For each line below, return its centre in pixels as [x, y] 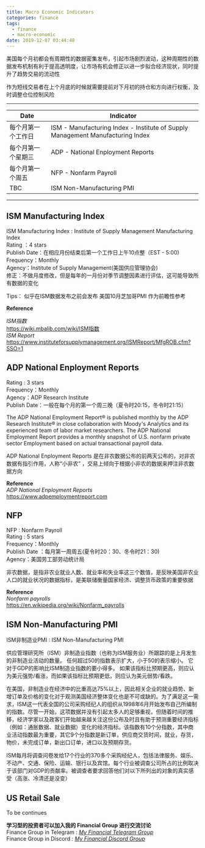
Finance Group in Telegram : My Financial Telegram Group [80, 832]
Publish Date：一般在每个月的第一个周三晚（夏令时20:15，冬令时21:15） [97, 405]
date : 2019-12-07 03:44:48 [41, 40]
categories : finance [33, 18]
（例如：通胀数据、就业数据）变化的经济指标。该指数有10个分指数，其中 [97, 727]
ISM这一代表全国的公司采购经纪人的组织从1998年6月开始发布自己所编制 [107, 704]
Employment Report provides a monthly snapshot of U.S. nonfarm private [98, 437]
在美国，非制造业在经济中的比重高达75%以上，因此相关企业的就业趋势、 [98, 689]
